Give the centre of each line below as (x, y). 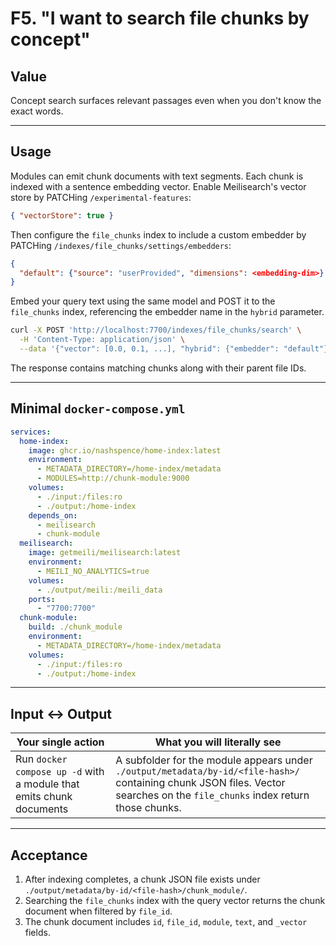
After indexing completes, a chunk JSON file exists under (142, 879)
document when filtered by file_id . (98, 911)
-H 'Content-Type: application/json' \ (102, 340)
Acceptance (49, 855)
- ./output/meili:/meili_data (99, 590)
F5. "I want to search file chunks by (160, 18)
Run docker (41, 759)
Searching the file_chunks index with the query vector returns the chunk (175, 900)
